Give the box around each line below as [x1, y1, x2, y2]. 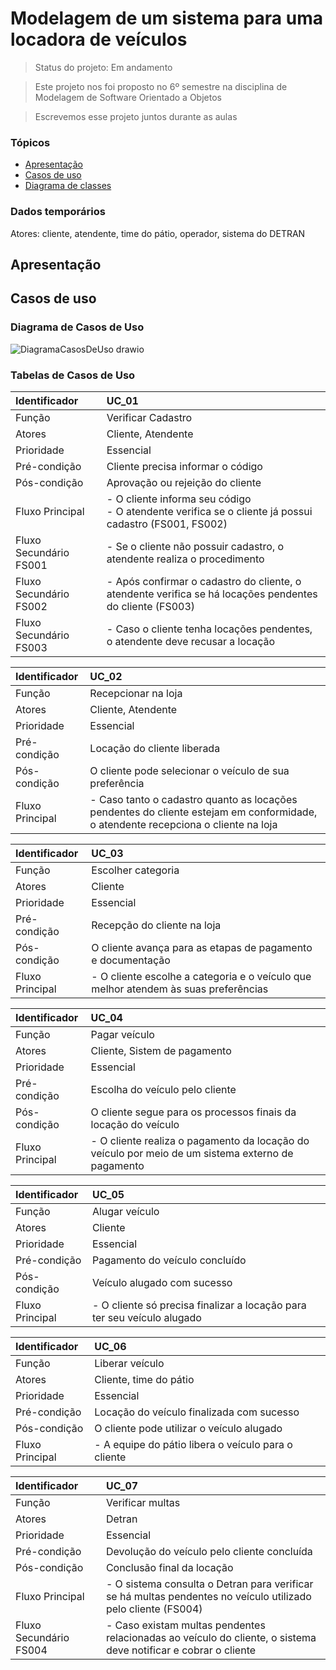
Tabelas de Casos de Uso [10, 368, 136, 382]
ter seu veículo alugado [91, 1310, 202, 1324]
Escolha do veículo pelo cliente [90, 1082, 237, 1096]
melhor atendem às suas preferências [91, 982, 269, 996]
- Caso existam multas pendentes [105, 1618, 266, 1632]
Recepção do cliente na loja [91, 918, 222, 932]
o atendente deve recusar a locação [106, 634, 276, 648]
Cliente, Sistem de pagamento [90, 1043, 232, 1057]
